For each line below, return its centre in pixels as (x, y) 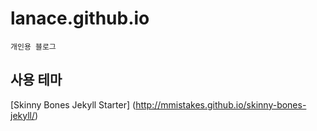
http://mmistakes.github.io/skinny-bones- (221, 104)
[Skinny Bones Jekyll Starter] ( (73, 104)
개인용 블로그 (33, 47)
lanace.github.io (80, 18)
